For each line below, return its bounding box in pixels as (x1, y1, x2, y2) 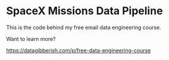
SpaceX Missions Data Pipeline (6, 4, 163, 18)
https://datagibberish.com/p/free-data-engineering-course (6, 46, 151, 54)
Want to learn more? (6, 35, 56, 42)
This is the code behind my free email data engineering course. (6, 24, 162, 31)
